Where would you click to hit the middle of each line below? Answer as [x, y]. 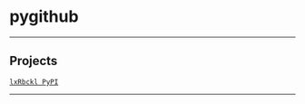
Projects [34, 61]
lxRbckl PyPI [34, 82]
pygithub [44, 17]
